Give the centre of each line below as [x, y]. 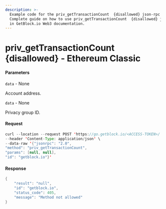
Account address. [23, 93]
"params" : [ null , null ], [31, 153]
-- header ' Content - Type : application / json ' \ [53, 139]
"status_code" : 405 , [35, 193]
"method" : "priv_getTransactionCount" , [46, 148]
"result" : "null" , [33, 184]
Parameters [17, 73]
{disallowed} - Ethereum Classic [73, 59]
